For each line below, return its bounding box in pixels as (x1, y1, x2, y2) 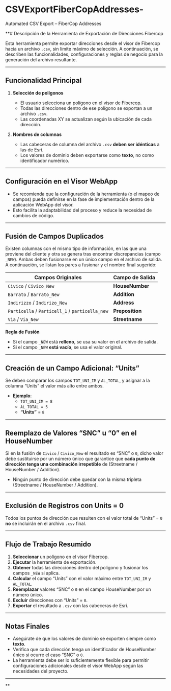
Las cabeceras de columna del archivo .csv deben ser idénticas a (20, 141, 160, 147)
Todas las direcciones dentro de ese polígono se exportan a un (20, 105, 153, 111)
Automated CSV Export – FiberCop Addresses (5, 20, 102, 27)
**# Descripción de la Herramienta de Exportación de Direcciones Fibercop (5, 30, 164, 36)
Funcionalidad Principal (5, 76, 82, 85)
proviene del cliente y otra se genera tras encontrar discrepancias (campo (5, 251, 161, 257)
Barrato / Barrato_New (8, 291, 60, 298)
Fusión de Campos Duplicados (5, 232, 104, 241)
